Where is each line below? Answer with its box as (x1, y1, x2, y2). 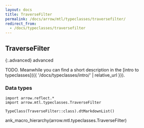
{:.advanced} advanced (5, 57, 54, 63)
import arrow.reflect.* (5, 96, 55, 101)
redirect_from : (5, 21, 37, 26)
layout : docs (5, 7, 32, 12)
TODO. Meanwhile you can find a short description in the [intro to (5, 66, 139, 72)
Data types (5, 84, 32, 91)
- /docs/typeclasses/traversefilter (9, 26, 86, 31)
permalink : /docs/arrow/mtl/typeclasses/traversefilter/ (5, 16, 126, 21)
